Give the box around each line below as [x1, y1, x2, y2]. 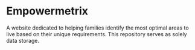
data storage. [6, 37, 40, 44]
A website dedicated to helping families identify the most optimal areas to [6, 24, 189, 31]
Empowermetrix [6, 4, 89, 18]
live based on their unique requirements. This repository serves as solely [6, 30, 187, 37]
